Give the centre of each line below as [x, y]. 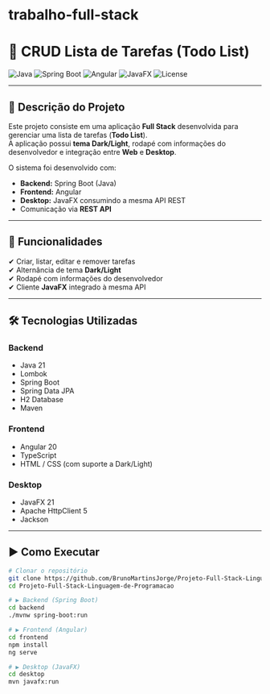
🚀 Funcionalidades [55, 242]
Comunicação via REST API [65, 209]
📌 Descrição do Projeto [67, 107]
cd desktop [27, 675]
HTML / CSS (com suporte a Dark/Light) [86, 463]
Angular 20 [39, 447]
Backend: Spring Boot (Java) [68, 183]
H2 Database [42, 400]
